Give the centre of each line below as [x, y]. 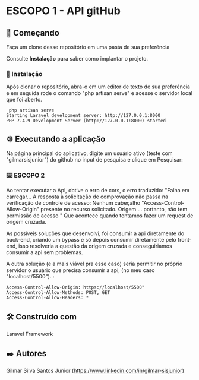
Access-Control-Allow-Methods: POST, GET [58, 293]
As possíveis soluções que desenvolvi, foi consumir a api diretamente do [95, 233]
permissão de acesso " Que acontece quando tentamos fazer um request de [100, 216]
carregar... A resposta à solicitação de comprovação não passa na [87, 197]
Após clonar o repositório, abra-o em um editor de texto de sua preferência [98, 87]
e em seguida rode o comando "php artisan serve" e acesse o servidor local [99, 93]
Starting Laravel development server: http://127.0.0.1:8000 [83, 116]
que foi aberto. [24, 100]
